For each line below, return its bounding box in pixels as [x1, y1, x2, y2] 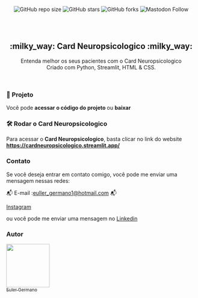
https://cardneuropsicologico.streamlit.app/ [6, 142, 120, 149]
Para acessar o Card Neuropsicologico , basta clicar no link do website [6, 136, 182, 143]
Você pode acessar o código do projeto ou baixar [6, 104, 131, 112]
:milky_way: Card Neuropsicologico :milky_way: [10, 41, 193, 51]
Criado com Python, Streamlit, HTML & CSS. [46, 63, 156, 71]
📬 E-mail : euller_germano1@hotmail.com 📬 [6, 189, 117, 196]
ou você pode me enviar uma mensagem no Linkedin [6, 215, 138, 222]
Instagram [6, 203, 31, 211]
